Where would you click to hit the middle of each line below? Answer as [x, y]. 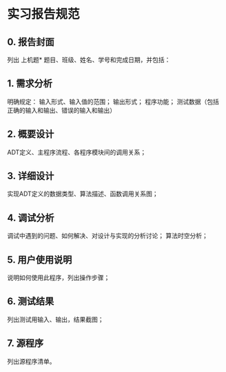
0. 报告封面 [31, 42]
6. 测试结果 [31, 301]
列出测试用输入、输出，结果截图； [55, 319]
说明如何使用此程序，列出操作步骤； [59, 278]
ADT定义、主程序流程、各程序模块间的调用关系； [77, 152]
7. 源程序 [25, 343]
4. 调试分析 [31, 217]
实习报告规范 [44, 14]
